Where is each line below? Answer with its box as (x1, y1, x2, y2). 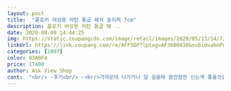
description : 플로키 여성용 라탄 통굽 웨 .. (7, 23, 121, 29)
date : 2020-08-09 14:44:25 (7, 29, 85, 36)
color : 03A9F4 (7, 55, 48, 62)
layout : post (7, 10, 45, 17)
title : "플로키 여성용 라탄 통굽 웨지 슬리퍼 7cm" (7, 16, 137, 23)
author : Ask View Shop (7, 67, 72, 74)
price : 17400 (7, 61, 45, 68)
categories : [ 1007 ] (7, 49, 63, 55)
